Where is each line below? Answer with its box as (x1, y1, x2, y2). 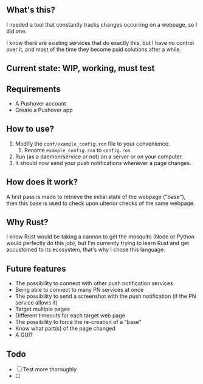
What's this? (6, 5, 56, 15)
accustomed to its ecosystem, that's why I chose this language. (6, 246, 165, 254)
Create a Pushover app (15, 106, 73, 114)
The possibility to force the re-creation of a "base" (15, 318, 142, 326)
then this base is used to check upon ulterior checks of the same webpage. (6, 200, 195, 207)
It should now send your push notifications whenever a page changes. (15, 159, 191, 166)
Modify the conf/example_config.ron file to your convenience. (15, 140, 170, 147)
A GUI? (15, 331, 33, 339)
